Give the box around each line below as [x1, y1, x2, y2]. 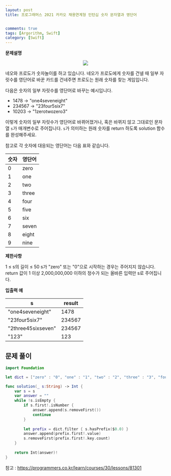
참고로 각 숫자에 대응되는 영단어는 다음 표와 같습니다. [5, 143, 110, 149]
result [63, 300, 78, 307]
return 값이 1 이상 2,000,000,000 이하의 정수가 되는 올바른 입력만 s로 [5, 270, 144, 276]
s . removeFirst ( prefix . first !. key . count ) [23, 436, 110, 441]
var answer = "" [14, 393, 49, 399]
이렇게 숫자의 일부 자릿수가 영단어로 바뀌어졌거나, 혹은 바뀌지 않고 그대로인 [5, 119, 154, 125]
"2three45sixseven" [8, 325, 56, 332]
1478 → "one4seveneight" [12, 98, 68, 104]
